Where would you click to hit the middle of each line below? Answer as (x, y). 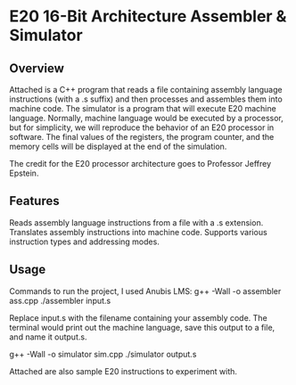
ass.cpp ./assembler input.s (60, 300)
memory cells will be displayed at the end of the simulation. (118, 146)
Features (34, 201)
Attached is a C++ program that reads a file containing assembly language (146, 90)
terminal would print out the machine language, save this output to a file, (142, 327)
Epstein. (24, 173)
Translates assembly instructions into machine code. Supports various (138, 232)
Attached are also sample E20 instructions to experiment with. (123, 371)
